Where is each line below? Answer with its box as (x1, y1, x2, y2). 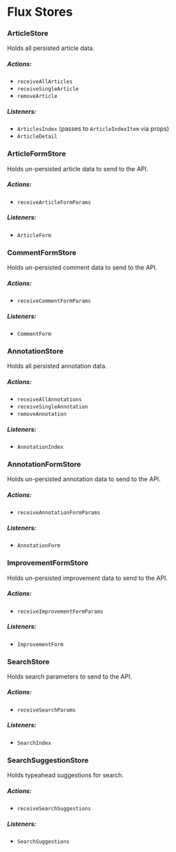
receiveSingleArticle (16, 86, 79, 93)
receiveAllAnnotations (16, 396, 82, 403)
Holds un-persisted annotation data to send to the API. (7, 475, 161, 483)
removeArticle (16, 93, 58, 100)
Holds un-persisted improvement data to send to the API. (7, 574, 168, 582)
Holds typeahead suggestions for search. (7, 771, 125, 779)
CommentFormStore (7, 247, 77, 257)
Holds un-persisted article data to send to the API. (7, 165, 149, 173)
